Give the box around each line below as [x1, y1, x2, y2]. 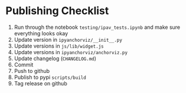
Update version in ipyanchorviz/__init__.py [14, 36, 122, 43]
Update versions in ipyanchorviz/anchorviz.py [14, 48, 128, 55]
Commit [14, 61, 34, 68]
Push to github [14, 67, 50, 74]
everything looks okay [14, 29, 68, 36]
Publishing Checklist [5, 4, 109, 18]
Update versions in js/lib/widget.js [14, 42, 104, 49]
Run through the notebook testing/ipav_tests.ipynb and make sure [14, 24, 181, 31]
